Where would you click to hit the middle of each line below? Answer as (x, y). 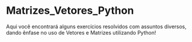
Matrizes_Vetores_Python (70, 11)
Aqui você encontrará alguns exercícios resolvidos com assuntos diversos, (96, 26)
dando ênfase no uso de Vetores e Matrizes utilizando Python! (81, 32)
